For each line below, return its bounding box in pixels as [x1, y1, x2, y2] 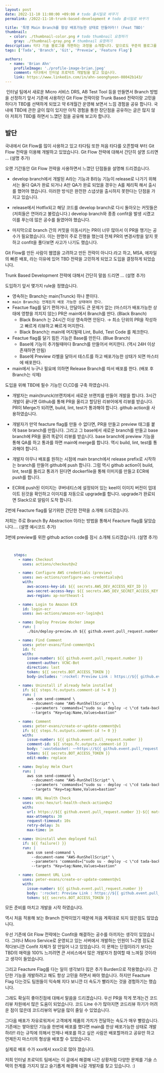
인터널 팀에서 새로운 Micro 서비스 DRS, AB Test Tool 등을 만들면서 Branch [6, 89, 149, 94]
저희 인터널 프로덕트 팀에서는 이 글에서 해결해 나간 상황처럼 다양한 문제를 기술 [5, 1057, 152, 1063]
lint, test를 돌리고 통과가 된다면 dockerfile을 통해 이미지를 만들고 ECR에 [12, 468, 149, 474]
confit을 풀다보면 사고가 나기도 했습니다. [21, 239, 99, 245]
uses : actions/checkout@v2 [22, 562, 78, 567]
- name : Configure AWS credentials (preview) [18, 570, 112, 575]
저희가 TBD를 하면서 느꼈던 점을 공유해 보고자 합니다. [10, 113, 111, 119]
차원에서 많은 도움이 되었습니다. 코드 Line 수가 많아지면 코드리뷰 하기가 [14, 1001, 149, 1007]
